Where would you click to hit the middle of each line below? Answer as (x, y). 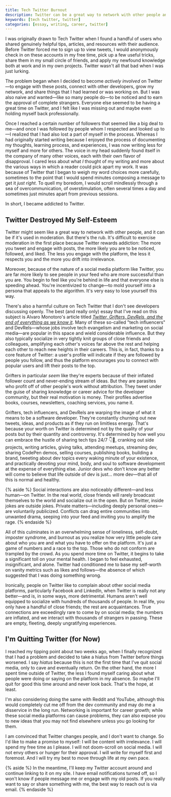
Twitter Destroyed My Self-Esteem (61, 220)
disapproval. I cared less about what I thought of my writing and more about (85, 162)
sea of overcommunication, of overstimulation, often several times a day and (85, 189)
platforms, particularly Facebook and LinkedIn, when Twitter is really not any (85, 591)
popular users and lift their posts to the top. (51, 366)
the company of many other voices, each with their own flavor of (73, 156)
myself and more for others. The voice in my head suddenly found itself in (83, 150)
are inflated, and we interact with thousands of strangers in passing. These (84, 618)
